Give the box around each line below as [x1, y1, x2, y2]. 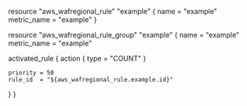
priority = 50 [8, 69, 55, 77]
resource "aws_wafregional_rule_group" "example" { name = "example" [8, 31, 240, 39]
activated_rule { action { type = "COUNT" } [8, 54, 147, 63]
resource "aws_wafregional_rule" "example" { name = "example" [8, 7, 218, 16]
